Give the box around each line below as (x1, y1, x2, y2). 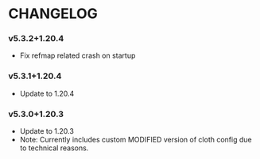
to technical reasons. (19, 143, 89, 153)
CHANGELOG (8, 5, 98, 23)
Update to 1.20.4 (19, 89, 75, 98)
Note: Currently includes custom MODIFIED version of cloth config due (19, 135, 252, 145)
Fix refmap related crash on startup (19, 51, 136, 60)
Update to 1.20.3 (19, 127, 74, 136)
